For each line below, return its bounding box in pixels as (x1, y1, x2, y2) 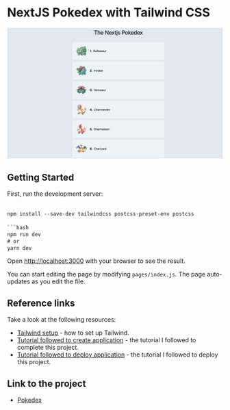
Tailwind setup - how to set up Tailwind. (16, 329, 130, 337)
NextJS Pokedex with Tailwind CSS (7, 5, 211, 21)
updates (7, 277, 31, 285)
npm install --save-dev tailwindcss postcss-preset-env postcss (7, 211, 194, 218)
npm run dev (7, 231, 41, 238)
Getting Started (7, 171, 75, 183)
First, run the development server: (7, 190, 103, 198)
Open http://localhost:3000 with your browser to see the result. (7, 257, 186, 265)
